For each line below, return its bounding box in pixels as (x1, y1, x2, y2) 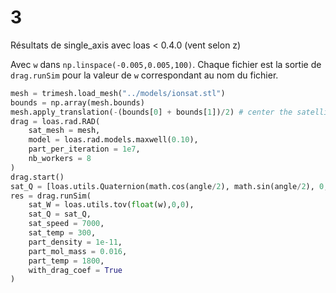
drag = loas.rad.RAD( (10, 116, 101, 126)
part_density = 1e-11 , (28, 237, 123, 247)
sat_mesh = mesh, (28, 126, 101, 136)
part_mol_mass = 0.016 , (28, 246, 128, 256)
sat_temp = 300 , (28, 228, 97, 238)
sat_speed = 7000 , (28, 219, 105, 229)
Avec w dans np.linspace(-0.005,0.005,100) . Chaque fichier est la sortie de (10, 58, 322, 70)
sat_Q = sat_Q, (28, 209, 92, 220)
